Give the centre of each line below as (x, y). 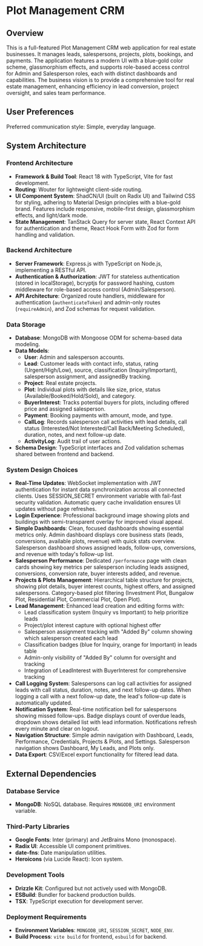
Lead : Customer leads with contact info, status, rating (91, 364)
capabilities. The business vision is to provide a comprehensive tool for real (100, 80)
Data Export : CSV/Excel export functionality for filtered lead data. (97, 754)
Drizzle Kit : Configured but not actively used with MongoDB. (91, 888)
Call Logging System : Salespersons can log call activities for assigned (103, 683)
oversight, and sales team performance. (56, 93)
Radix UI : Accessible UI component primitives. (73, 846)
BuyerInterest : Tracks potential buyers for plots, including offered (106, 403)
